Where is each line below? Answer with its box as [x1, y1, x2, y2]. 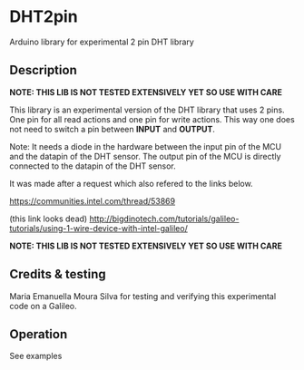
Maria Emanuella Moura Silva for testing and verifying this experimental [9, 290, 277, 301]
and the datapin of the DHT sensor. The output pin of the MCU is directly [9, 151, 281, 161]
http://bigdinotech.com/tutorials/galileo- [89, 213, 240, 224]
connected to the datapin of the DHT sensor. [9, 161, 177, 171]
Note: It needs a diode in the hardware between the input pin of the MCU [9, 141, 282, 151]
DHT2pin [9, 6, 79, 27]
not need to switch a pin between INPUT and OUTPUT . [9, 123, 216, 134]
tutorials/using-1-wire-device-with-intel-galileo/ [9, 222, 188, 233]
